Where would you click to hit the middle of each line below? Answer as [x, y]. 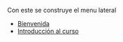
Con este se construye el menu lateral [62, 10]
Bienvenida [34, 23]
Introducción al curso [48, 31]
